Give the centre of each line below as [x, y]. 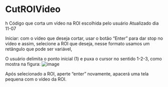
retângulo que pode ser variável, [39, 49]
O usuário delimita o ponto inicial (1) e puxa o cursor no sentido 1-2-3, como [83, 58]
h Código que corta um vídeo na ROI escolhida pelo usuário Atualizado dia [82, 23]
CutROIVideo [33, 9]
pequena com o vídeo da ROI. [36, 79]
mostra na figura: [23, 64]
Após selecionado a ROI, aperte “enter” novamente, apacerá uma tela [77, 73]
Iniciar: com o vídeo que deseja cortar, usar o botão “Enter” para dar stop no [84, 38]
